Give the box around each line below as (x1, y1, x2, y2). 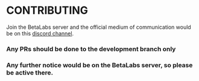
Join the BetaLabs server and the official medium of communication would (6, 23, 191, 31)
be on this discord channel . (6, 29, 74, 37)
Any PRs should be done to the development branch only (6, 44, 176, 53)
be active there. (6, 68, 54, 77)
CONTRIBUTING (6, 4, 89, 17)
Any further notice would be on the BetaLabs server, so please (6, 61, 193, 69)
